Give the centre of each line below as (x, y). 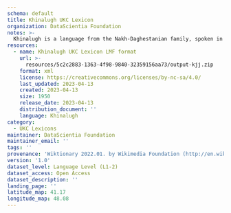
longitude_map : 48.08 (38, 199)
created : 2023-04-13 (49, 90)
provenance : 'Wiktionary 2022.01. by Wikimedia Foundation (93, 154)
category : (21, 122)
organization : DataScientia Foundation (64, 26)
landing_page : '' (32, 186)
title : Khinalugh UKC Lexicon (51, 20)
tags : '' (20, 148)
